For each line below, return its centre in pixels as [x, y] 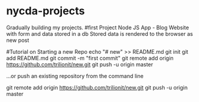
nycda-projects [46, 11]
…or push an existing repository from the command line [75, 76]
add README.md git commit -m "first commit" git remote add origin [90, 58]
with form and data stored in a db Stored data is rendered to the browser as [100, 33]
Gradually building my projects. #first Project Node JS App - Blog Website [98, 27]
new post [18, 40]
